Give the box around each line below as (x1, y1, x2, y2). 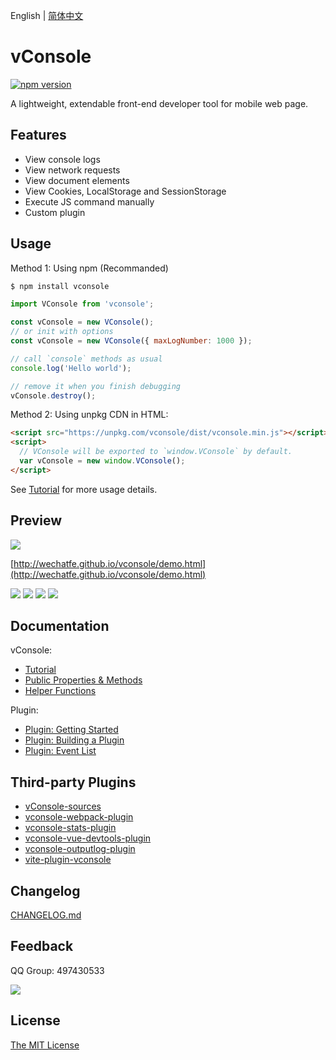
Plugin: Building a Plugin (24, 734, 125, 746)
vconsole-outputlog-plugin (24, 843, 136, 855)
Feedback (10, 938, 74, 955)
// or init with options (10, 327, 114, 337)
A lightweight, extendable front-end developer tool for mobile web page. (10, 97, 309, 109)
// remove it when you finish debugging (10, 381, 182, 391)
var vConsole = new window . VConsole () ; (19, 456, 186, 466)
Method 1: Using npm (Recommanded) (10, 262, 169, 274)
